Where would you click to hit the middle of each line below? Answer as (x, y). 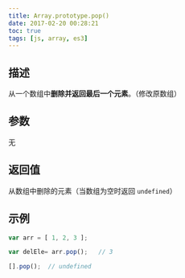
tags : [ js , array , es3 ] (48, 38)
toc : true (25, 31)
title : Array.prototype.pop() (59, 16)
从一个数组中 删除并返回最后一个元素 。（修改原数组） (95, 94)
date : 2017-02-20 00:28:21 (53, 23)
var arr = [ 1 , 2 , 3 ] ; (48, 238)
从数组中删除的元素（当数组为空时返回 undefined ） (92, 190)
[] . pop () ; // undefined (50, 267)
